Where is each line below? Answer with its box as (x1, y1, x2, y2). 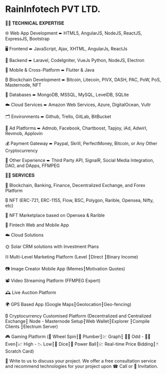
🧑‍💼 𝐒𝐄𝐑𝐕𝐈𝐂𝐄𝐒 (5, 172, 35, 178)
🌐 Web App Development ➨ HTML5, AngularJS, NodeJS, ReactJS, (5, 30, 142, 36)
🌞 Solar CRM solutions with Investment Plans (5, 243, 99, 249)
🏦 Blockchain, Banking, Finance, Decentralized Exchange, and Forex (5, 182, 146, 188)
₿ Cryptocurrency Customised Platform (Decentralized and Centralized (5, 312, 151, 318)
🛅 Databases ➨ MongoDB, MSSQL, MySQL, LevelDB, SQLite (5, 91, 129, 97)
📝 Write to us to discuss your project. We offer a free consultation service (5, 357, 156, 363)
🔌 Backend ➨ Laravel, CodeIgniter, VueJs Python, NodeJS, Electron (5, 57, 145, 63)
